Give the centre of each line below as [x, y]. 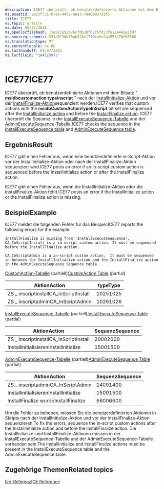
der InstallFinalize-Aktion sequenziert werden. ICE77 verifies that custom [77, 103]
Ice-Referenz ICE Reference [32, 481]
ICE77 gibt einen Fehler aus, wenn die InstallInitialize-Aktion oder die [74, 187]
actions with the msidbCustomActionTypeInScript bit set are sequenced [79, 109]
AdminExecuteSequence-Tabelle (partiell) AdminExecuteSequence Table [78, 359]
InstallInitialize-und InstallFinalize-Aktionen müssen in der [63, 433]
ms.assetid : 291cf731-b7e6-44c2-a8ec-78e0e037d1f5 [58, 14]
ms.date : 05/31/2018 [26, 28]
